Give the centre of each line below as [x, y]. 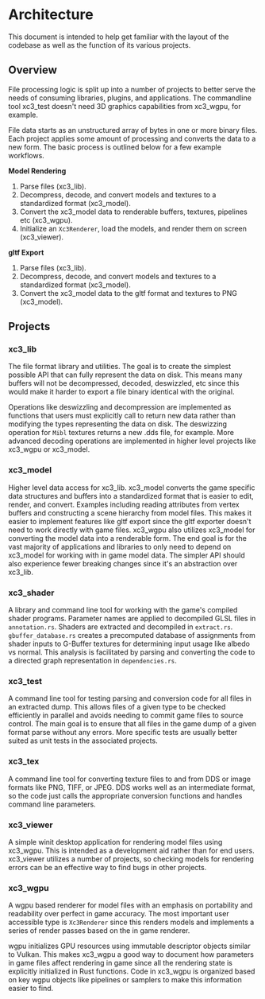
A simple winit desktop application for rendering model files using [115, 842]
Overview [33, 70]
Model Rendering [37, 171]
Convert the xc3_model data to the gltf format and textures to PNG [129, 293]
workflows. [27, 155]
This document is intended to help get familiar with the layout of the [119, 37]
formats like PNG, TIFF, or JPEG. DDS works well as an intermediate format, [132, 787]
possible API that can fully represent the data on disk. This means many [125, 375]
